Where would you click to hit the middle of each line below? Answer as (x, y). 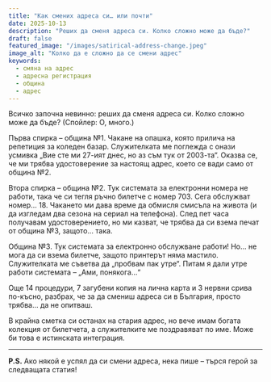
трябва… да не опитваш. (50, 305)
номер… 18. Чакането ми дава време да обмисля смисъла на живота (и (133, 205)
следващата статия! (43, 370)
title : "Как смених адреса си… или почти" (81, 16)
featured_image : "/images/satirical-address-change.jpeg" (108, 46)
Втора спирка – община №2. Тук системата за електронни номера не (128, 188)
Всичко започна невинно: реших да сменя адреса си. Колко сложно (126, 114)
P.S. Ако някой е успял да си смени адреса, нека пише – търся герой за (133, 361)
